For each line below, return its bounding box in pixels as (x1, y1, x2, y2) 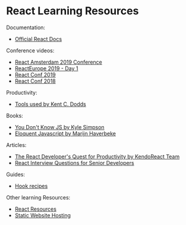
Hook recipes (14, 182, 48, 189)
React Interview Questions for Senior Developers (14, 159, 135, 166)
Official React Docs (14, 35, 62, 42)
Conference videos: (6, 46, 55, 54)
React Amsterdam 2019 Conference (14, 58, 103, 65)
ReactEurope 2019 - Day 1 (14, 64, 78, 72)
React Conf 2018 (14, 77, 56, 85)
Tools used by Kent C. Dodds (14, 100, 86, 108)
